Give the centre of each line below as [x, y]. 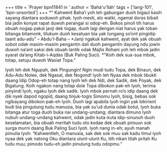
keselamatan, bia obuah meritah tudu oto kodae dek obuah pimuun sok [78, 123]
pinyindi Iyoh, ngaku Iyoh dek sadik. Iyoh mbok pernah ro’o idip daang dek [82, 91]
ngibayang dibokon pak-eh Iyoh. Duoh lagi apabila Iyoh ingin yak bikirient [81, 101]
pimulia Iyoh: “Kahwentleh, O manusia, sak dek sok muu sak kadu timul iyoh [83, 133]
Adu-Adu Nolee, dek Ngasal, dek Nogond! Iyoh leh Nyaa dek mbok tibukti [81, 75]
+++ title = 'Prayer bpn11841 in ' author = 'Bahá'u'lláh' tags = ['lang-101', [79, 7]
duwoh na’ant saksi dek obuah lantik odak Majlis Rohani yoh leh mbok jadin [82, 50]
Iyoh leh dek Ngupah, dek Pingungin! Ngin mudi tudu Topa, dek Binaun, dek [83, 70]
